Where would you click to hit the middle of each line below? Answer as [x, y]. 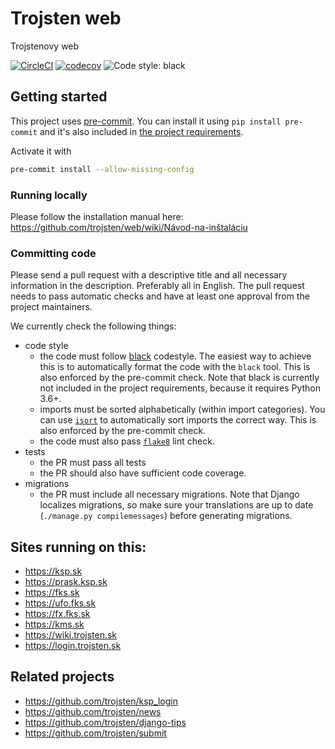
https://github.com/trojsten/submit [95, 733]
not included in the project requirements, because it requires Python [180, 388]
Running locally [49, 195]
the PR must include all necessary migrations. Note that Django [169, 494]
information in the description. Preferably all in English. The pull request [157, 286]
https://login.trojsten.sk [73, 646]
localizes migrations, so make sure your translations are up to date [176, 505]
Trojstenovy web [45, 46]
